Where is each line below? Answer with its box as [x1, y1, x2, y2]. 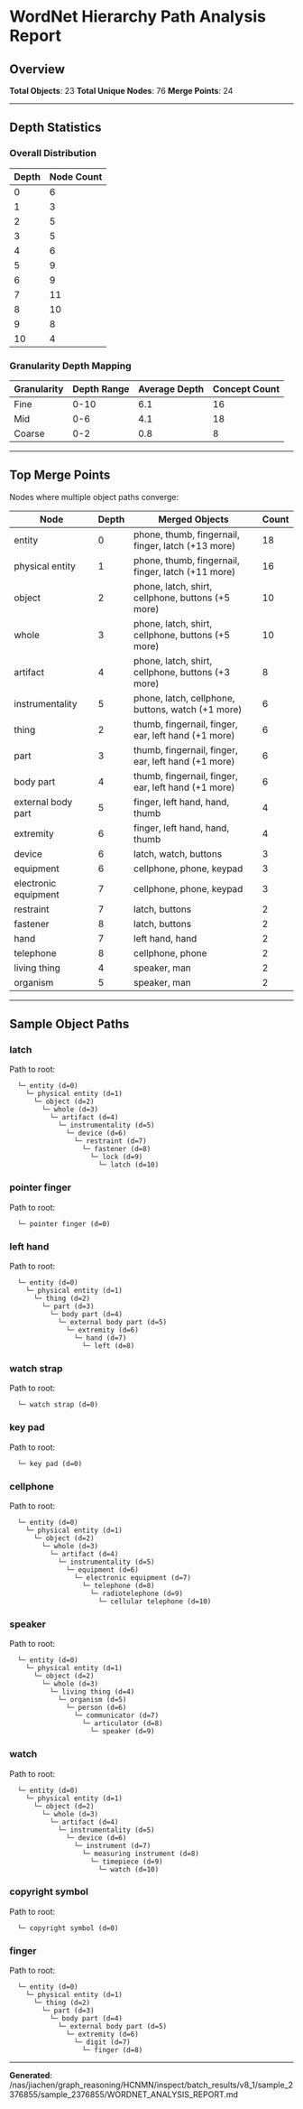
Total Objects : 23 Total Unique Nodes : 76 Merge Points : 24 [9, 86, 234, 96]
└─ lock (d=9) [89, 1153, 143, 1162]
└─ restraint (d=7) [73, 1137, 147, 1146]
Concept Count [212, 382, 280, 395]
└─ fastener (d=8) [81, 1145, 151, 1154]
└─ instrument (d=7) [73, 1841, 151, 1850]
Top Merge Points [9, 468, 111, 483]
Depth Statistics [9, 120, 102, 135]
